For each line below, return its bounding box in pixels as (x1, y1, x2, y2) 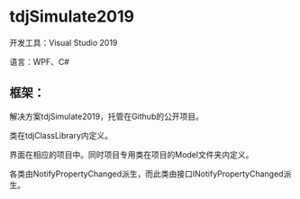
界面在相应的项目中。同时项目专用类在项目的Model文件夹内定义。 (9, 149, 254, 159)
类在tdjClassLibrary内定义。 (9, 130, 114, 140)
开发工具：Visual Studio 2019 (9, 37, 118, 48)
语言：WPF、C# (9, 56, 70, 67)
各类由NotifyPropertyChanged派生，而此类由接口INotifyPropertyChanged (9, 168, 284, 179)
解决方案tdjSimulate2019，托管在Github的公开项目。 (9, 111, 205, 122)
